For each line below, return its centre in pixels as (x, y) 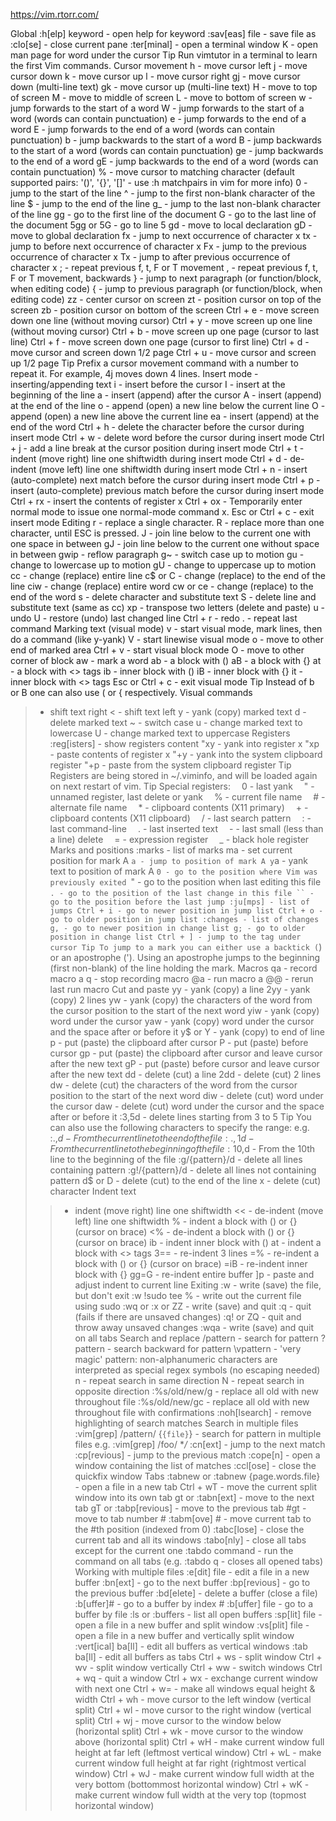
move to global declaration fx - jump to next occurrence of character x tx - (164, 235)
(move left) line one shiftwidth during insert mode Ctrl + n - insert (173, 469)
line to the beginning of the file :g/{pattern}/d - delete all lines (176, 1159)
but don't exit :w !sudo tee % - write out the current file (188, 1295)
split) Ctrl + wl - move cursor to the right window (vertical (193, 1710)
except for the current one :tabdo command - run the (184, 1550)
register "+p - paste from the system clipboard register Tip (170, 765)
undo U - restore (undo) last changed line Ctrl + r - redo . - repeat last (154, 618)
